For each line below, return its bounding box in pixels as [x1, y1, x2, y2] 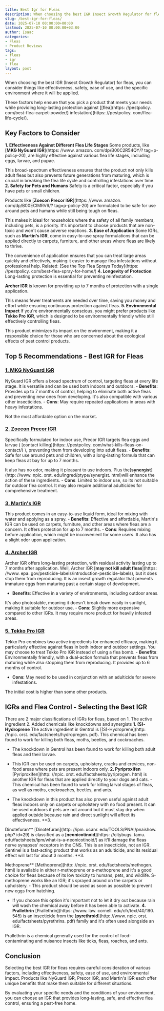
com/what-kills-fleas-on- [92, 442, 143, 447]
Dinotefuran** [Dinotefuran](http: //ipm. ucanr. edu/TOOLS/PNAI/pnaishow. [5, 826, 157, 832]
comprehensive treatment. [5, 487, 59, 493]
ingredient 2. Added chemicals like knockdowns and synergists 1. [5, 721, 137, 727]
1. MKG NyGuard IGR [5, 367, 55, 374]
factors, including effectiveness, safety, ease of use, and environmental [5, 970, 149, 976]
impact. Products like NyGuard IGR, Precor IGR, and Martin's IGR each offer [5, 975, 157, 981]
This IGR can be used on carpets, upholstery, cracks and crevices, [12, 760, 146, 767]
